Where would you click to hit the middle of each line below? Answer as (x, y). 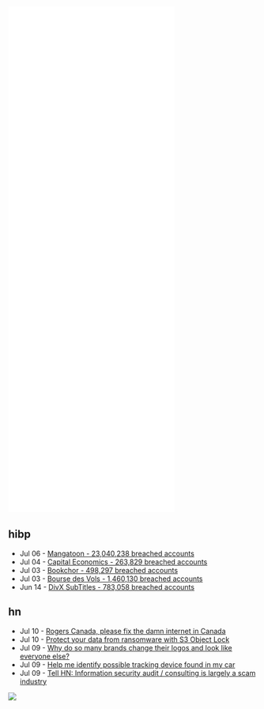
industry (33, 681)
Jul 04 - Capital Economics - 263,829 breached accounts (113, 562)
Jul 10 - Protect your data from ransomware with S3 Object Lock (124, 639)
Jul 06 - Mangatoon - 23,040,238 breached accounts (107, 553)
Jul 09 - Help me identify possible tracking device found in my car (127, 664)
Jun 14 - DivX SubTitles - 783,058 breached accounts (107, 586)
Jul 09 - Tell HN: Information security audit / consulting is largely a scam (138, 673)
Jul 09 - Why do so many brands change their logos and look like (126, 647)
